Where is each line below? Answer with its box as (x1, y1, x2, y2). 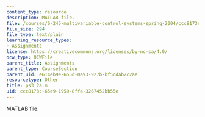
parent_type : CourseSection (6, 65, 78, 72)
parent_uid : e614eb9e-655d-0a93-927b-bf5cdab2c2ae (6, 71, 138, 77)
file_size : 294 (6, 26, 45, 32)
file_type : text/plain (6, 32, 64, 38)
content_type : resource (6, 9, 67, 15)
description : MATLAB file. (6, 15, 75, 21)
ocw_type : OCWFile (6, 54, 53, 60)
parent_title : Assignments (6, 60, 75, 66)
